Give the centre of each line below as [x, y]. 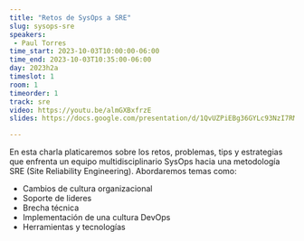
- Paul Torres [40, 43]
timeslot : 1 [32, 77]
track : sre [30, 102]
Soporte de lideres [57, 199]
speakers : [28, 34]
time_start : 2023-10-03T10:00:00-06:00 [85, 51]
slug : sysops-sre [42, 26]
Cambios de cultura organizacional [87, 189]
